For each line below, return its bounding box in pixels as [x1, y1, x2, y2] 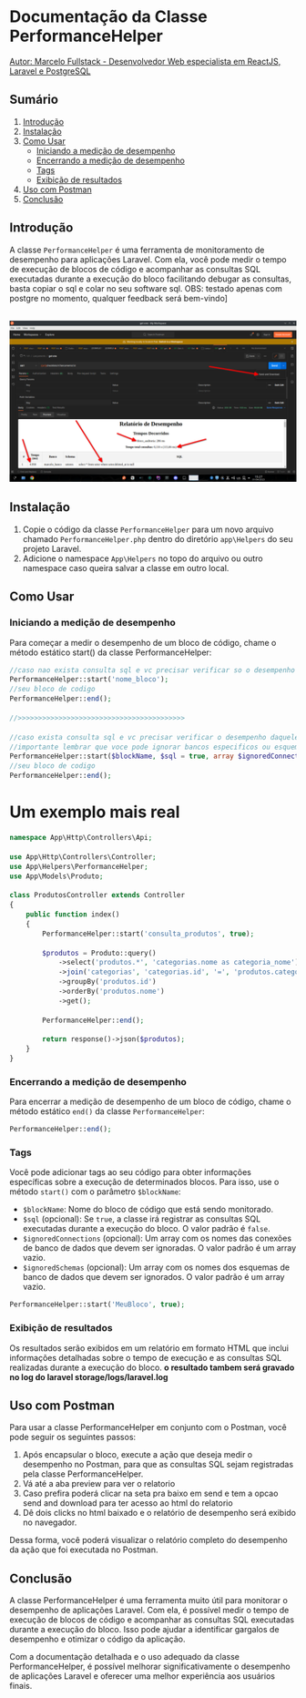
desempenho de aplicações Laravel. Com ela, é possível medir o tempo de [9, 1605, 290, 1616]
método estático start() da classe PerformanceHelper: [9, 647, 212, 658]
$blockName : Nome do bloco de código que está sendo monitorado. [22, 1204, 274, 1215]
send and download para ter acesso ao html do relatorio [22, 1498, 234, 1509]
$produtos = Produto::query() [42, 948, 157, 957]
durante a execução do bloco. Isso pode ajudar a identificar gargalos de [9, 1624, 280, 1635]
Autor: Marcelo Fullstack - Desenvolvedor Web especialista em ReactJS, [9, 56, 281, 66]
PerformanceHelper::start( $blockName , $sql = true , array [9, 752, 234, 762]
